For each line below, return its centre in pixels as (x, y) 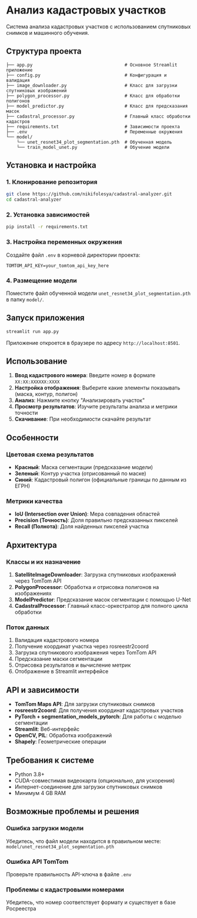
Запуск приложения (45, 318)
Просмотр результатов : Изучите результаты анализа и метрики (96, 407)
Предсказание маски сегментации (59, 659)
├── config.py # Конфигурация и (86, 75)
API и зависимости (43, 690)
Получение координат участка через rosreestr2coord (81, 646)
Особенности (32, 438)
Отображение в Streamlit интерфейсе (61, 671)
